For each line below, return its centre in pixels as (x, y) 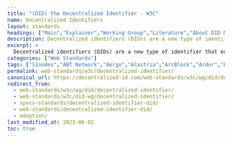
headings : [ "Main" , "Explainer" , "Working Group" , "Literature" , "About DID (114, 33)
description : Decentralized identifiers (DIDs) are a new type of (105, 39)
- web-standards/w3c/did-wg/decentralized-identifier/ (94, 97)
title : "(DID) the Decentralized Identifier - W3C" (83, 13)
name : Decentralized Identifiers (55, 20)
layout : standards (33, 26)
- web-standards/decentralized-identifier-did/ (83, 109)
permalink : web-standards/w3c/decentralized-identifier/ (91, 71)
